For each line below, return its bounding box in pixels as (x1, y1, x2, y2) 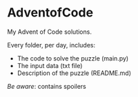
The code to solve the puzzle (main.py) (17, 54, 129, 63)
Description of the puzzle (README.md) (17, 69, 132, 77)
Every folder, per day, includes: (7, 41, 96, 49)
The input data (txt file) (17, 61, 83, 69)
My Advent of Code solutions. (7, 28, 92, 36)
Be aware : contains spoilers (7, 82, 86, 90)
